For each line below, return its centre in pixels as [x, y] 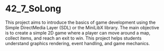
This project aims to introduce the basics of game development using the [80, 22]
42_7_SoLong [33, 9]
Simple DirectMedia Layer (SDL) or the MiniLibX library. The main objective [82, 27]
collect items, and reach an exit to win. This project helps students [73, 38]
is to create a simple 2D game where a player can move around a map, [78, 33]
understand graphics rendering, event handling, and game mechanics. [77, 43]
